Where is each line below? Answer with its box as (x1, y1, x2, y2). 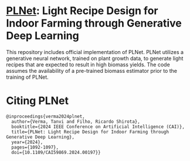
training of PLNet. (6, 73, 49, 80)
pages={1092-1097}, (11, 144, 59, 150)
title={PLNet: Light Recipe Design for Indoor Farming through (11, 129, 169, 135)
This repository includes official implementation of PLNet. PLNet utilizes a (6, 48, 184, 55)
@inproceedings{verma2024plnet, (6, 113, 85, 119)
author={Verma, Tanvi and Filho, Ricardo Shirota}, (11, 119, 141, 125)
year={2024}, (11, 139, 43, 145)
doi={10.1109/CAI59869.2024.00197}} (11, 149, 101, 155)
